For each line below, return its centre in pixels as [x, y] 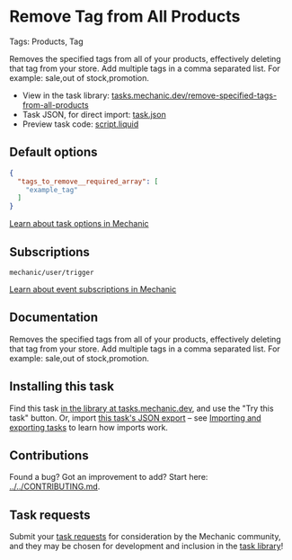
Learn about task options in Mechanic [80, 224]
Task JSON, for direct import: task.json [94, 114]
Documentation [54, 318]
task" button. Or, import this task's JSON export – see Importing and [136, 418]
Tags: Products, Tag [46, 41]
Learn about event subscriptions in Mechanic [93, 289]
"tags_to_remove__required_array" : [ [88, 182]
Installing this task [62, 387]
